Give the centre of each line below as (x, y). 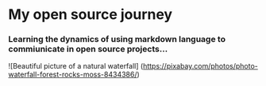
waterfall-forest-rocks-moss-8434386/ (73, 75)
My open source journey (91, 15)
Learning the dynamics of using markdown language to (117, 39)
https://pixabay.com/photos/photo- (200, 66)
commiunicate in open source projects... (88, 49)
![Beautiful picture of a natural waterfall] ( (76, 66)
